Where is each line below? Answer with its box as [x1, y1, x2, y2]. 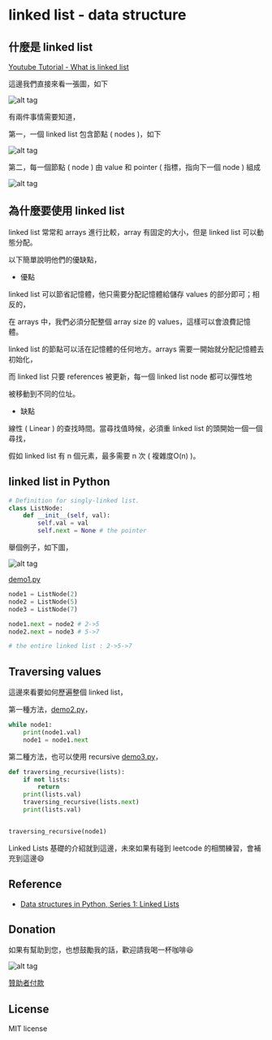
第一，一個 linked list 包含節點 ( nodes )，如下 [8, 129, 162, 139]
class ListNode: [8, 504, 63, 512]
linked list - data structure [8, 6, 187, 24]
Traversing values [8, 664, 101, 678]
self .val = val [37, 519, 89, 528]
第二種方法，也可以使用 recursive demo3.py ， [8, 751, 163, 761]
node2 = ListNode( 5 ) [8, 598, 79, 606]
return [37, 783, 60, 791]
